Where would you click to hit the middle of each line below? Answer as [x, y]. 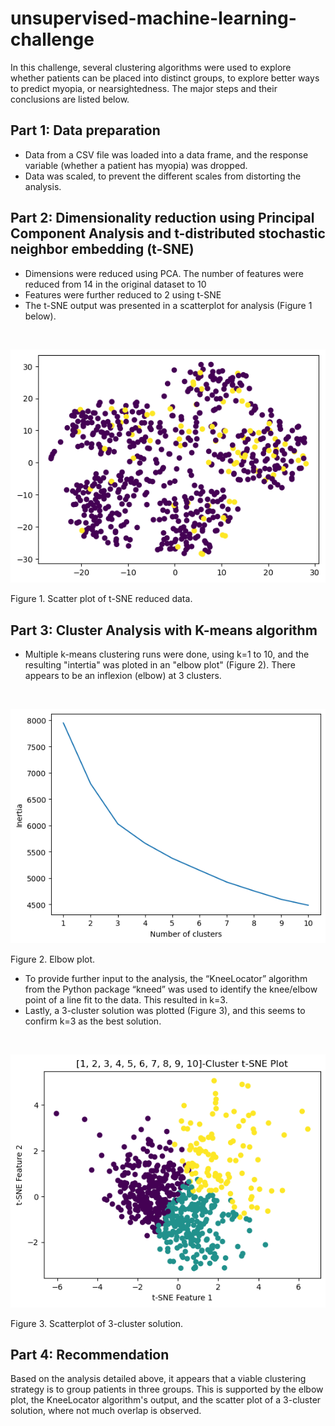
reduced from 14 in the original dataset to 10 [115, 284]
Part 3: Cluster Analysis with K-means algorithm [164, 630]
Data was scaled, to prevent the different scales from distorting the [163, 176]
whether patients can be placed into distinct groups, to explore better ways [165, 78]
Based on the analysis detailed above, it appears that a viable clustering [158, 1379]
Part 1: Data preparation [85, 130]
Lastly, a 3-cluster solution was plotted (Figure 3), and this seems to [165, 1011]
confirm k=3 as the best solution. [93, 1021]
